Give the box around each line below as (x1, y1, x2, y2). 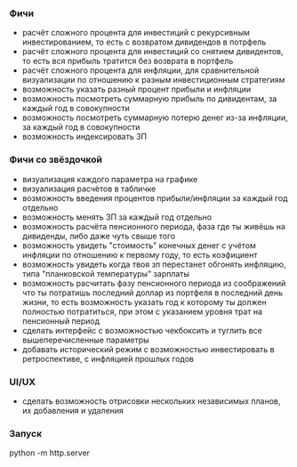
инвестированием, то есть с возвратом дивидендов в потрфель (21, 36, 267, 47)
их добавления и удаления (21, 405, 124, 415)
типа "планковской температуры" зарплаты (21, 268, 189, 278)
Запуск (9, 427, 43, 439)
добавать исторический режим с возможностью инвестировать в (21, 343, 275, 354)
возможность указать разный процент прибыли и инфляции (21, 84, 252, 95)
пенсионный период (21, 315, 100, 326)
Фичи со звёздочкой (9, 154, 102, 166)
